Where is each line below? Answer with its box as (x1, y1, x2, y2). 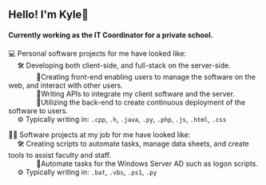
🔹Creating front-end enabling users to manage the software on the (36, 72, 256, 81)
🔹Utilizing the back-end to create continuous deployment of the (36, 97, 246, 107)
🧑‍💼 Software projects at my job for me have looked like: (8, 129, 191, 140)
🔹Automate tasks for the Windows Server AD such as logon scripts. (36, 159, 258, 168)
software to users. (8, 105, 69, 116)
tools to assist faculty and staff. (8, 150, 112, 159)
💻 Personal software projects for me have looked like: (8, 49, 186, 58)
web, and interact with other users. (8, 81, 124, 90)
